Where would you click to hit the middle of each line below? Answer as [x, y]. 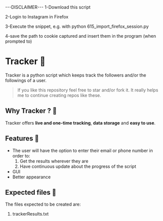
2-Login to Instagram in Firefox [37, 17]
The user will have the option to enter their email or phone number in [82, 150]
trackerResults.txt [30, 214]
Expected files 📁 [31, 192]
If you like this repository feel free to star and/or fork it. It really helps [88, 90]
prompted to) [19, 41]
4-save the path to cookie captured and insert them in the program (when [81, 36]
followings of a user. [26, 80]
